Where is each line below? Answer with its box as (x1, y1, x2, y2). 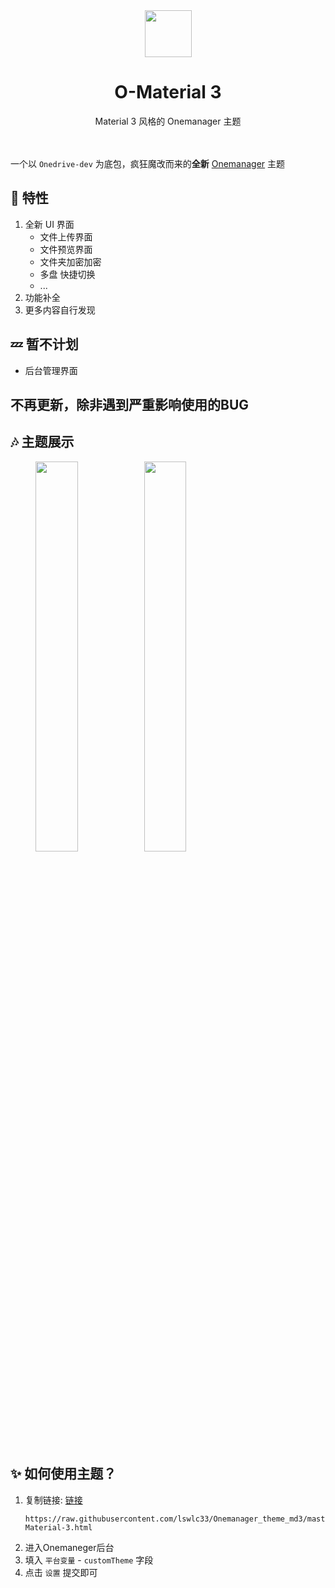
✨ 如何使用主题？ (10, 1465, 117, 1483)
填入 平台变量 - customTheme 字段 (24, 1554, 154, 1566)
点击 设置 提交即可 (24, 1566, 98, 1578)
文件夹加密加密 (39, 255, 102, 268)
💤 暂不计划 (10, 336, 79, 353)
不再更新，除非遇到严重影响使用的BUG (10, 396, 250, 413)
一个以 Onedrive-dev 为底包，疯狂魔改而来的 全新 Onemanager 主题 (10, 157, 286, 169)
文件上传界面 (39, 230, 93, 243)
